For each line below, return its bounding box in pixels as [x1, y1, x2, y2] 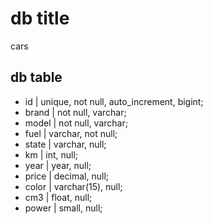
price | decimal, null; [24, 170, 110, 182]
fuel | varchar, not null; [24, 127, 118, 139]
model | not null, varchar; [24, 117, 128, 129]
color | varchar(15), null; [24, 180, 123, 192]
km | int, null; [24, 148, 79, 161]
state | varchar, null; [24, 138, 107, 150]
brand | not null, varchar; [24, 106, 127, 118]
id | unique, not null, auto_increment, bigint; [24, 95, 204, 107]
